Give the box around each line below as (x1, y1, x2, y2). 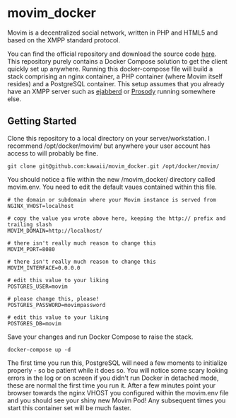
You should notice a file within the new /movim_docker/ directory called (7, 175, 216, 183)
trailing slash (7, 221, 52, 228)
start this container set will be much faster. (7, 403, 131, 412)
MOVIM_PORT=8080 (7, 245, 55, 252)
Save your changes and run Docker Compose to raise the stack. (7, 332, 194, 341)
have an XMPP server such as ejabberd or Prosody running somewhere (7, 87, 216, 95)
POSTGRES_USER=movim (7, 283, 69, 290)
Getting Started (7, 115, 77, 127)
